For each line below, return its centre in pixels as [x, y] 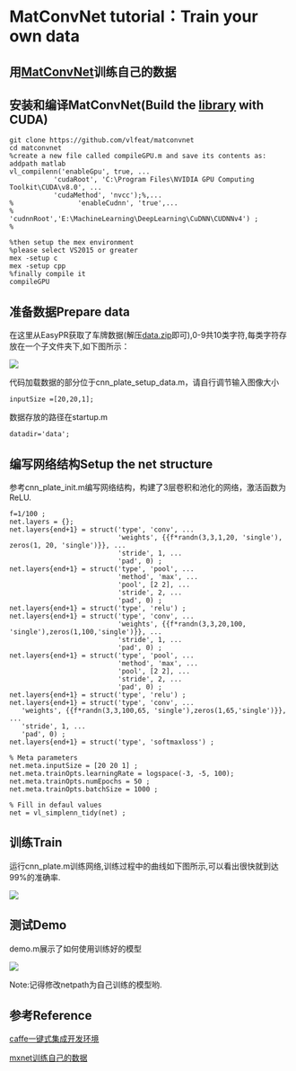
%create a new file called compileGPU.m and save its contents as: [138, 156]
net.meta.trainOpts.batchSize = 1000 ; [84, 790]
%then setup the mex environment [72, 243]
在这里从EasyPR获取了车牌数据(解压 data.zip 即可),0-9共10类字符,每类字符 [144, 335]
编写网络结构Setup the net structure [111, 464]
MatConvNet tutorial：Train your [134, 17]
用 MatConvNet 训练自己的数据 [93, 71]
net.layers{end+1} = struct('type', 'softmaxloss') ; [112, 742]
